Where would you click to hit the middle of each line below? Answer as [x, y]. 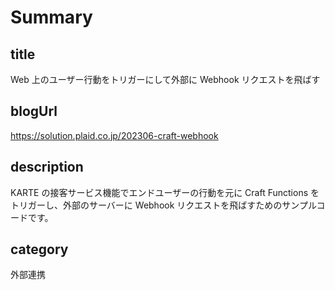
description [47, 167]
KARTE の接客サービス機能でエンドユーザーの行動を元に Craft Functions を [165, 192]
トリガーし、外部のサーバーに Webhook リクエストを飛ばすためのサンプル [163, 205]
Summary [51, 17]
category [39, 249]
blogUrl [34, 111]
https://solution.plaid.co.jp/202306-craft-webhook [114, 135]
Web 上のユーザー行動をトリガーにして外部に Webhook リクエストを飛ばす [165, 79]
